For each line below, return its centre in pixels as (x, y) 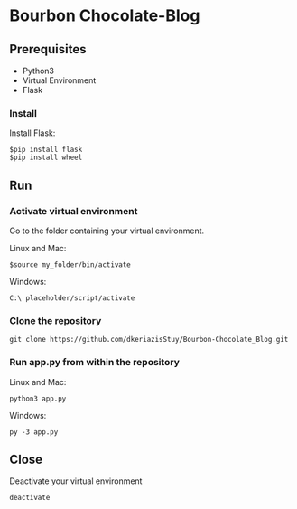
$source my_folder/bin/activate (70, 264)
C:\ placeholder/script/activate (72, 298)
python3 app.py (38, 399)
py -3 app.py (34, 432)
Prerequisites (48, 49)
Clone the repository (56, 320)
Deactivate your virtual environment (76, 481)
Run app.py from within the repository (95, 363)
